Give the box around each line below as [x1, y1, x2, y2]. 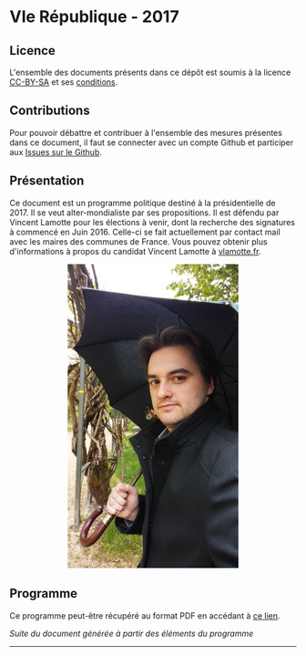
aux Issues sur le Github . [9, 146, 102, 157]
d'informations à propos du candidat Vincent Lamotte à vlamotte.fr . [9, 245, 261, 256]
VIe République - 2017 [9, 6, 179, 27]
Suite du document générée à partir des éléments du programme [9, 628, 254, 639]
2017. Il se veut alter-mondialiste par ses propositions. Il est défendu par [9, 207, 280, 218]
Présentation [9, 173, 85, 189]
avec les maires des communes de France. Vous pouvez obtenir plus [9, 235, 268, 247]
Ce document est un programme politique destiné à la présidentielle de [9, 197, 276, 208]
